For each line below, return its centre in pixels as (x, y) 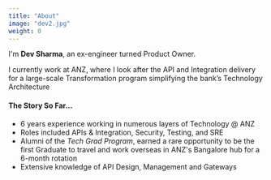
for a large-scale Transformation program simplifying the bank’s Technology (136, 79)
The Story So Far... (41, 105)
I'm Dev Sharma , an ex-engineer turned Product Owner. (102, 54)
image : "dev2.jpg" (39, 24)
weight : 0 (25, 31)
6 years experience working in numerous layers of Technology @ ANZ (138, 123)
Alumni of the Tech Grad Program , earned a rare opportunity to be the (137, 141)
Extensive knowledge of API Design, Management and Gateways (128, 166)
